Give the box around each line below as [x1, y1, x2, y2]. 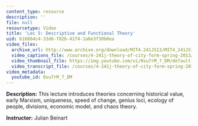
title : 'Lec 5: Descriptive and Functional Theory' [6, 31, 136, 37]
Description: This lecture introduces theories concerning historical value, [6, 91, 184, 98]
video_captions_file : [11, 52, 65, 58]
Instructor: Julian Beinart [6, 114, 68, 121]
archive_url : [11, 47, 44, 53]
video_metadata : [6, 69, 46, 75]
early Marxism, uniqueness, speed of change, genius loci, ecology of [6, 97, 174, 104]
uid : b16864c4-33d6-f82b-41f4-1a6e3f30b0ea [6, 36, 115, 42]
